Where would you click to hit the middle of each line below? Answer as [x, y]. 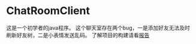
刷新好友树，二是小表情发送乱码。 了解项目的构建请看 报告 [78, 35]
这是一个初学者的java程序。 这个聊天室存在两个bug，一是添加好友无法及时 [98, 28]
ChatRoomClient [48, 11]
